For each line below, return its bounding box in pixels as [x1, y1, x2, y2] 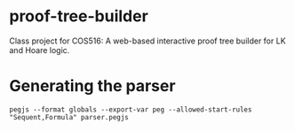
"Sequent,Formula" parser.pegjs [9, 112, 129, 121]
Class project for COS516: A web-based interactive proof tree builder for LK [9, 35, 286, 46]
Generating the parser [9, 76, 176, 96]
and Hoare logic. [9, 44, 70, 55]
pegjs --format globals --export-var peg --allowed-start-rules [9, 104, 252, 114]
